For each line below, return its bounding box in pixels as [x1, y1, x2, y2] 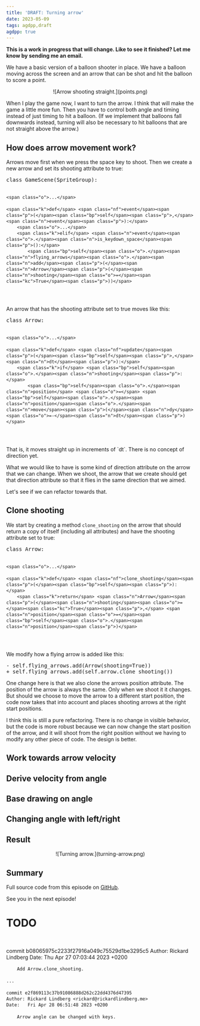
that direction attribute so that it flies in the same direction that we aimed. [6, 476, 186, 484]
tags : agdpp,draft [6, 22, 52, 28]
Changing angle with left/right [6, 814, 121, 824]
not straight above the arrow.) [6, 125, 79, 132]
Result [6, 834, 31, 844]
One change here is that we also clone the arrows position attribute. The [6, 679, 184, 686]
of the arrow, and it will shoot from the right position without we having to [6, 729, 186, 737]
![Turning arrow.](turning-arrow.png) [56, 850, 145, 858]
